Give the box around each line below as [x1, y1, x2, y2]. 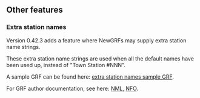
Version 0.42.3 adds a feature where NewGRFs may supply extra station [6, 36, 187, 44]
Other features [6, 5, 63, 15]
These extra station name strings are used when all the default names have [6, 54, 194, 62]
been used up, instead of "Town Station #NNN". [6, 61, 126, 68]
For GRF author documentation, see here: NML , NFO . [6, 85, 138, 92]
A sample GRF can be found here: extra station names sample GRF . [6, 73, 175, 80]
